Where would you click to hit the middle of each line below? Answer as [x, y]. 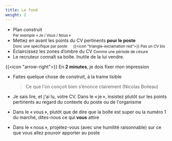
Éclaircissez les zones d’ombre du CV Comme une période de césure [80, 51]
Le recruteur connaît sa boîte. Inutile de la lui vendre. [68, 56]
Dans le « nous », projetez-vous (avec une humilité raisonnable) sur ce [87, 127]
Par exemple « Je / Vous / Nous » [42, 35]
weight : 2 [16, 15]
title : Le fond [22, 10]
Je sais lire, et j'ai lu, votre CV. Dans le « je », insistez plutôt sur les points [90, 96]
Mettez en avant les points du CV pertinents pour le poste [74, 40]
